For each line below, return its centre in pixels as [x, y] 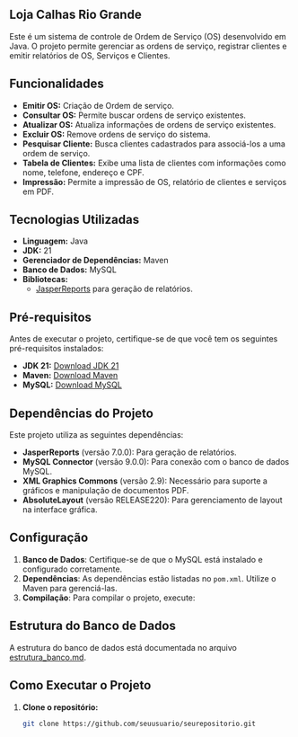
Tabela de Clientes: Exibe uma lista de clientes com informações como [154, 163]
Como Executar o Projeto [80, 685]
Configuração [49, 538]
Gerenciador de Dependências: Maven [95, 261]
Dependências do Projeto [82, 413]
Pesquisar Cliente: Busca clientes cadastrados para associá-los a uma [153, 144]
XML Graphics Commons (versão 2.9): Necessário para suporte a [145, 481]
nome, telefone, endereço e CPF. [83, 172]
